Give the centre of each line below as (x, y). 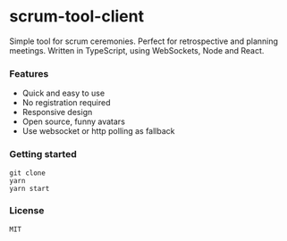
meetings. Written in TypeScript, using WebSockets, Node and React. (137, 50)
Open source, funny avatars (73, 121)
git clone (28, 173)
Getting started (43, 154)
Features (29, 73)
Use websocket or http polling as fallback (99, 131)
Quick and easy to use (63, 93)
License (27, 211)
